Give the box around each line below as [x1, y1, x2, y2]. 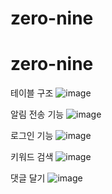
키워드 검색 [10, 151, 54, 163]
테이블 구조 [10, 87, 54, 99]
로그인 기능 [10, 130, 54, 142]
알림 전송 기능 [10, 108, 65, 121]
